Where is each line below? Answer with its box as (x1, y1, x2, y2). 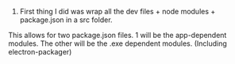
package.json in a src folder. (19, 15, 113, 24)
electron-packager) (8, 47, 72, 56)
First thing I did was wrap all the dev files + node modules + (19, 7, 216, 16)
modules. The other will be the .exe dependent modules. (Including (8, 39, 228, 48)
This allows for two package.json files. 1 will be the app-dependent (8, 31, 227, 40)
